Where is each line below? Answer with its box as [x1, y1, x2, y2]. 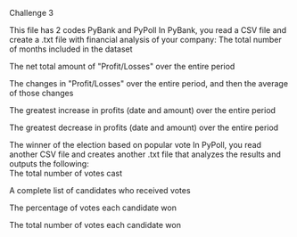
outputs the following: [9, 159, 89, 168]
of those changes [9, 88, 74, 98]
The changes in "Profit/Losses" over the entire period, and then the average [9, 78, 288, 88]
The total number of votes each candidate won [9, 220, 181, 230]
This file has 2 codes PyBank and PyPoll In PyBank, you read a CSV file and [9, 25, 287, 35]
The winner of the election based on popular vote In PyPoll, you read [9, 140, 261, 150]
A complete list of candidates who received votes [9, 185, 191, 195]
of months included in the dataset [9, 44, 133, 54]
